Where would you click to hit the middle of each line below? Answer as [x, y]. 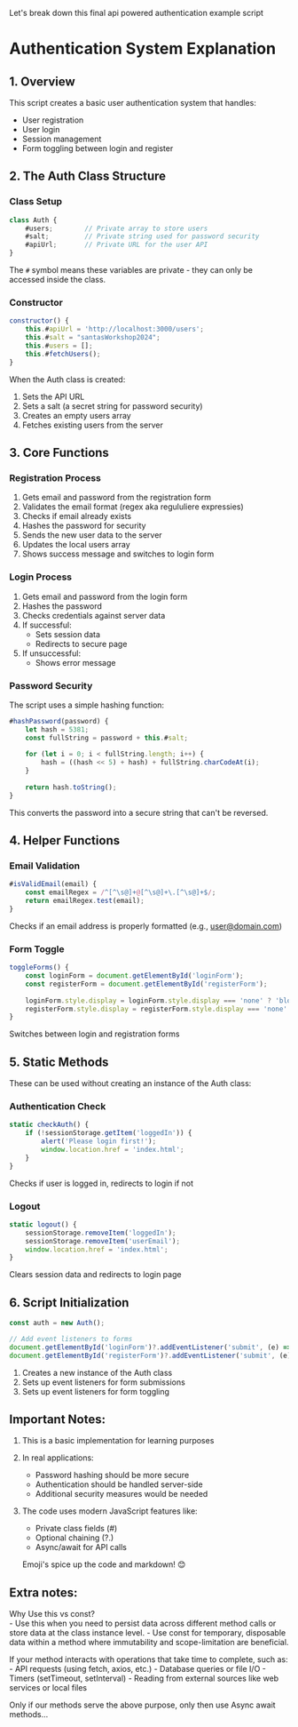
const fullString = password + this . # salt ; [107, 738]
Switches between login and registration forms [94, 1034]
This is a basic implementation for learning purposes [118, 1441]
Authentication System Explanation [143, 49]
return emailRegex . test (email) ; [85, 901]
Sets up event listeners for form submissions [104, 1382]
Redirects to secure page [81, 644]
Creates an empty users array [76, 415]
